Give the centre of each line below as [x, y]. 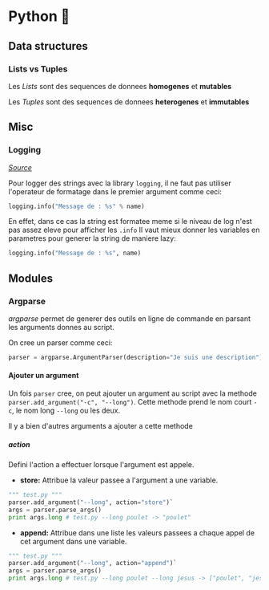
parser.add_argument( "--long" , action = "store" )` [91, 502]
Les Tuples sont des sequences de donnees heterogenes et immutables [129, 102]
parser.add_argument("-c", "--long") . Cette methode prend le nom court [130, 402]
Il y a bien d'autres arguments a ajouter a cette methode [101, 426]
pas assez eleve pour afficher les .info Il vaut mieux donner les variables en [134, 230]
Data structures [48, 46]
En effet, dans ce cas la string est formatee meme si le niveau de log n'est [130, 222]
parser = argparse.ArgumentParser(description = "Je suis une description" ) [136, 357]
